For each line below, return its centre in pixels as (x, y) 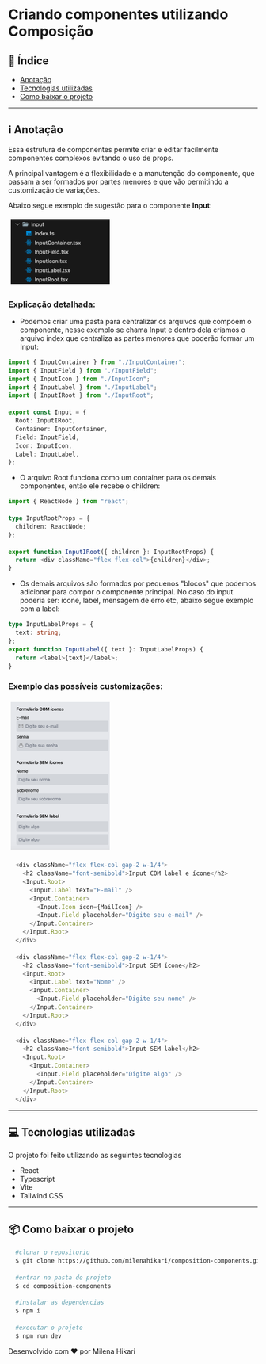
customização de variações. (54, 190)
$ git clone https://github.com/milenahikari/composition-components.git (139, 1261)
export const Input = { (47, 413)
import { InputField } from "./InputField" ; (83, 370)
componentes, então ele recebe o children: (90, 486)
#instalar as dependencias (60, 1303)
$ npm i (28, 1311)
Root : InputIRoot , (46, 421)
